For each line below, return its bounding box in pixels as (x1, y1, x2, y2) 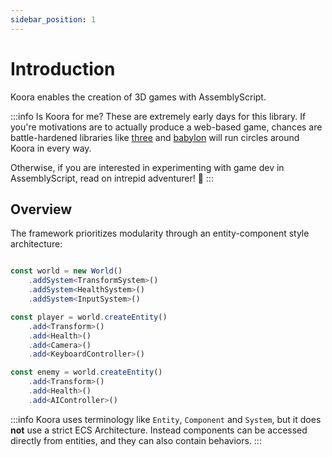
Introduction (10, 57, 116, 80)
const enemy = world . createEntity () (10, 367, 163, 378)
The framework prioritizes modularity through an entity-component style (10, 227, 310, 240)
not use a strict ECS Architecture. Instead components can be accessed (10, 424, 308, 436)
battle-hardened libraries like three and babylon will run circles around (10, 131, 300, 143)
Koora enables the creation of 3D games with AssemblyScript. (10, 91, 267, 103)
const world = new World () (10, 266, 123, 276)
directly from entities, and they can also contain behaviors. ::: (10, 434, 262, 446)
